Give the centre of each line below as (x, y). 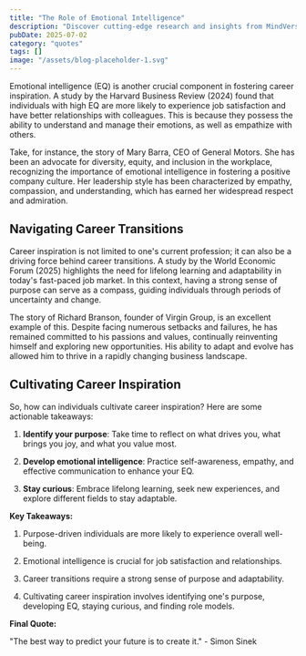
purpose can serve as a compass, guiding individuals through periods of (145, 290)
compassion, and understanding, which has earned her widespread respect (152, 191)
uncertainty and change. (56, 299)
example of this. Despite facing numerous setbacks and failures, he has (143, 327)
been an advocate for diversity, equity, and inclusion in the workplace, (141, 162)
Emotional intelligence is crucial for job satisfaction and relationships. (152, 560)
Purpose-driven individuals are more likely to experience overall (142, 533)
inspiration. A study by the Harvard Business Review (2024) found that (142, 96)
